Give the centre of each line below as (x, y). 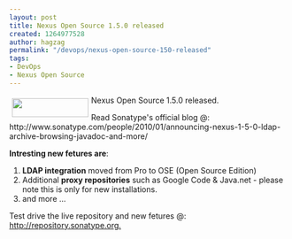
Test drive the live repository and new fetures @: (98, 216)
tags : (19, 58)
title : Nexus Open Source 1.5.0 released (87, 26)
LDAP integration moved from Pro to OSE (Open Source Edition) (139, 170)
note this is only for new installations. (89, 189)
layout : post (33, 17)
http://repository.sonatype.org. (65, 225)
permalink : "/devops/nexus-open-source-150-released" (111, 50)
